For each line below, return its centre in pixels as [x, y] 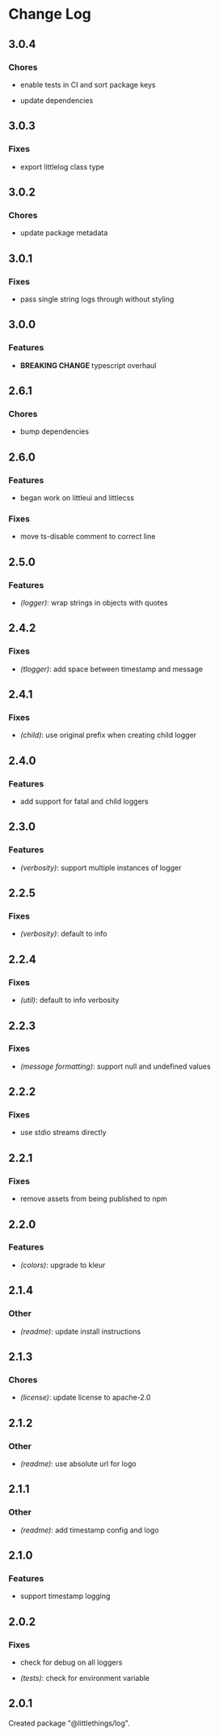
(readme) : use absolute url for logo [78, 1464]
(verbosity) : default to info [63, 934]
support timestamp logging [65, 1596]
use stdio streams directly [63, 1133]
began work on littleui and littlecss [77, 498]
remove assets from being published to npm [93, 1199]
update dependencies [57, 100]
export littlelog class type [62, 166]
